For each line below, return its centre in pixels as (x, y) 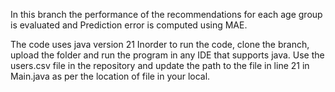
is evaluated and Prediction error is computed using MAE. (129, 25)
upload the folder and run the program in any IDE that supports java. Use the (167, 55)
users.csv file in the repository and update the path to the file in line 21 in (160, 65)
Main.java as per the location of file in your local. (110, 76)
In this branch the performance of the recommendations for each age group (166, 14)
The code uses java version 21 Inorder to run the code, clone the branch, (160, 44)
